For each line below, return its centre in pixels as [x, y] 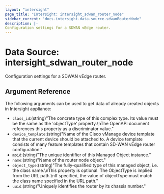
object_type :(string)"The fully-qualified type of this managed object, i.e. [85, 165]
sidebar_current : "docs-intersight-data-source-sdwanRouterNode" [73, 19]
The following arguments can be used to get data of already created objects [82, 103]
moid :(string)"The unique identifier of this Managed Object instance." [82, 155]
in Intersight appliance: [28, 109]
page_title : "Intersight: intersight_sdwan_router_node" [65, 14]
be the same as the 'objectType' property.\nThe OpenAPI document [81, 123]
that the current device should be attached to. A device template [77, 139]
